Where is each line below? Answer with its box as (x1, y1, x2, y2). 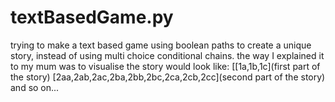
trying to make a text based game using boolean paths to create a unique (10, 39, 312, 51)
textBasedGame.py (10, 6, 174, 29)
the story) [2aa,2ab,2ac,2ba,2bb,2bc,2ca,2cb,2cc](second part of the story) (10, 71, 326, 83)
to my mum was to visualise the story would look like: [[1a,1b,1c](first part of (10, 60, 321, 72)
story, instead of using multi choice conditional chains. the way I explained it (10, 49, 325, 61)
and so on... (10, 81, 60, 93)
